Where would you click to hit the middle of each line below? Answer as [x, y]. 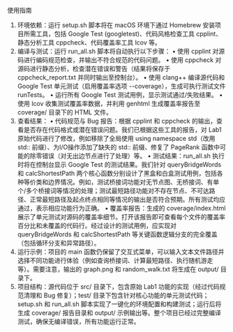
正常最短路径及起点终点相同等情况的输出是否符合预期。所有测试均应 [127, 199]
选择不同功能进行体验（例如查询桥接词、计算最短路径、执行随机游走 [115, 261]
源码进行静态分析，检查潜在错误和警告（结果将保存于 [94, 69]
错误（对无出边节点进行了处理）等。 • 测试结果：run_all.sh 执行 [133, 156]
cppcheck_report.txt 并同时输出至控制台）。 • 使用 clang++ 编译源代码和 [121, 77]
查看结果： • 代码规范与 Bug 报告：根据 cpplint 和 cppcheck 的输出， [117, 121]
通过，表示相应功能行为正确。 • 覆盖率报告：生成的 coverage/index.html [121, 208]
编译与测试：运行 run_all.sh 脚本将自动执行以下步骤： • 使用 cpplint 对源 [121, 51]
